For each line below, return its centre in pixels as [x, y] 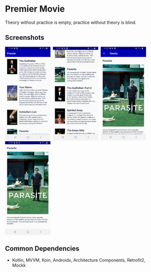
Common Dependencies [42, 248]
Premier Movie [35, 9]
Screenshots [25, 38]
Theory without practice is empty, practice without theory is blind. [71, 22]
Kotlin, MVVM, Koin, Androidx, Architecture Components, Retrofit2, [79, 260]
